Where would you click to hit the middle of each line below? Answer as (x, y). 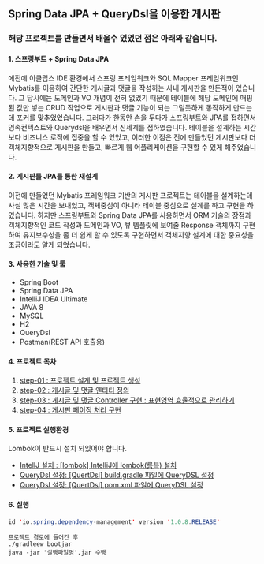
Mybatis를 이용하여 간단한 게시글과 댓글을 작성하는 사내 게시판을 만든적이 (121, 88)
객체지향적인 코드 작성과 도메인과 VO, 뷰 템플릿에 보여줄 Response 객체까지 (125, 225)
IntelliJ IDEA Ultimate (54, 299)
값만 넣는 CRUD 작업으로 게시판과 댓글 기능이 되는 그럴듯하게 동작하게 (124, 107)
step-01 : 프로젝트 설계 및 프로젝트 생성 (80, 380)
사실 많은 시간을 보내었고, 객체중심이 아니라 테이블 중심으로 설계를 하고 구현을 (127, 205)
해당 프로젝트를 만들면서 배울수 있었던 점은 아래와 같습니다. (113, 39)
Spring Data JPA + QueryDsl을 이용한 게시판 (114, 14)
